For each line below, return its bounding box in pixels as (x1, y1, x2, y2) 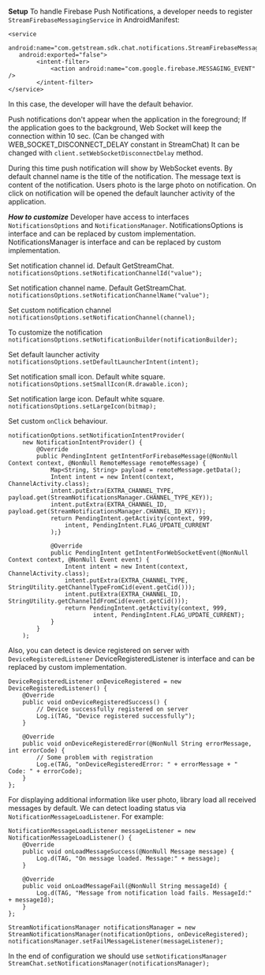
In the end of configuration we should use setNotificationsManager (8, 951, 227, 961)
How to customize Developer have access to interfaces (8, 212, 189, 222)
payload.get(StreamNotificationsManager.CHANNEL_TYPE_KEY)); (8, 494, 214, 502)
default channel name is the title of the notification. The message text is (8, 172, 241, 181)
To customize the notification (8, 327, 103, 337)
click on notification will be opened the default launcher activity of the (8, 189, 235, 198)
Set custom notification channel (8, 305, 112, 315)
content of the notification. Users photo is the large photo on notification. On (8, 181, 256, 189)
